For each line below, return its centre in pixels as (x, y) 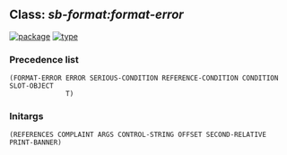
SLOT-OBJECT (31, 86)
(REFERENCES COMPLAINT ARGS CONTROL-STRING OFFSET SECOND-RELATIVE (138, 135)
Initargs (26, 116)
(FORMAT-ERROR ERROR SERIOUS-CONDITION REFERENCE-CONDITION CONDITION (144, 78)
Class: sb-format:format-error (96, 15)
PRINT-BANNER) (36, 142)
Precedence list (44, 59)
